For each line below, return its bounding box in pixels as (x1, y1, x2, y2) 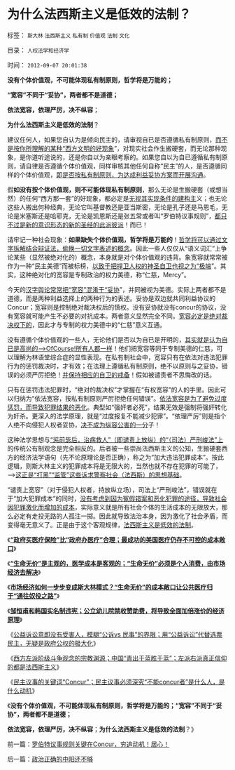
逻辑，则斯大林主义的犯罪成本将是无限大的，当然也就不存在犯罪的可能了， (7, 461, 222, 470)
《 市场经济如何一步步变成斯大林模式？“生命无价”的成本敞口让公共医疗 (7, 583, 207, 591)
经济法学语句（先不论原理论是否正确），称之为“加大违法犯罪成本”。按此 (19, 453, 225, 461)
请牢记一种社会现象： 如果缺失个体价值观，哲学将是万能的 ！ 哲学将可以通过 (7, 235, 222, 244)
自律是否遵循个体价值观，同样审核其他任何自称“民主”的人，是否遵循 (25, 161, 222, 170)
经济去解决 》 (7, 568, 41, 576)
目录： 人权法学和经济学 (7, 46, 70, 54)
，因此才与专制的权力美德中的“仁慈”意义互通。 (31, 320, 166, 328)
